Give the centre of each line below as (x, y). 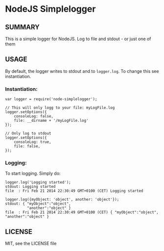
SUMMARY (23, 27)
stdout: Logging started (30, 187)
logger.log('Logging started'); (38, 183)
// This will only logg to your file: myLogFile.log (60, 108)
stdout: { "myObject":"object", (38, 204)
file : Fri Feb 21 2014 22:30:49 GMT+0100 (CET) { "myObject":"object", (82, 212)
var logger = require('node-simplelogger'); (51, 99)
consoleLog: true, (33, 142)
